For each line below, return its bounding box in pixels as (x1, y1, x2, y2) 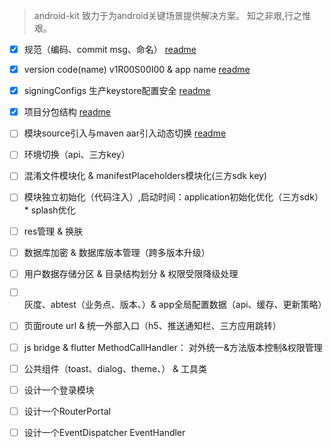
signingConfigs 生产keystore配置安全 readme (23, 85, 211, 97)
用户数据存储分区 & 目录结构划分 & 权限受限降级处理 (23, 267, 239, 279)
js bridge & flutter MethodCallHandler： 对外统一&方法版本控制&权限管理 (23, 341, 323, 353)
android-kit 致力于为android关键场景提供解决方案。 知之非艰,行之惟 (33, 10, 311, 21)
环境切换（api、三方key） (23, 149, 131, 161)
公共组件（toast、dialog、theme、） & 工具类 (23, 362, 208, 374)
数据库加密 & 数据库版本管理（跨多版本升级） (23, 246, 211, 258)
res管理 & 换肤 (23, 225, 84, 237)
